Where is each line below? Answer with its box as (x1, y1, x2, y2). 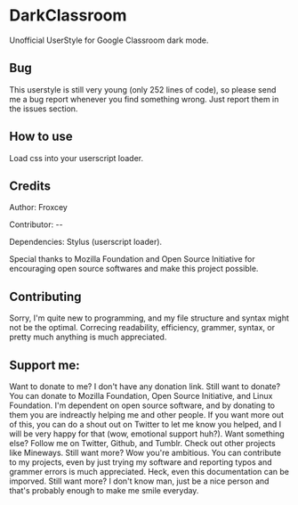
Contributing (9, 289, 82, 304)
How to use (9, 129, 73, 144)
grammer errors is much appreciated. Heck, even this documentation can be (9, 467, 289, 476)
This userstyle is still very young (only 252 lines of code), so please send (9, 84, 277, 94)
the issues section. (9, 103, 78, 114)
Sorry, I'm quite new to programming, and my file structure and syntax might (9, 313, 289, 323)
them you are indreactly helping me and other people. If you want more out (9, 410, 285, 419)
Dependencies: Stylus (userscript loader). (9, 237, 163, 248)
